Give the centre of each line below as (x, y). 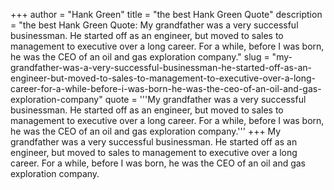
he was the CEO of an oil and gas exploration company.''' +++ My (146, 131)
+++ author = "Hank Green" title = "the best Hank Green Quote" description (166, 14)
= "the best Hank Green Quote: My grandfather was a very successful (154, 25)
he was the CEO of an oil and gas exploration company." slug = (140, 57)
